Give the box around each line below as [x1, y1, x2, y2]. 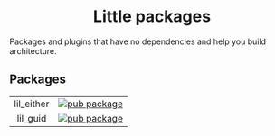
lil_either [14, 97, 50, 110]
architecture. [9, 45, 57, 56]
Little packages [93, 6, 211, 27]
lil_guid [16, 112, 47, 124]
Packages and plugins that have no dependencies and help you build [9, 36, 267, 47]
